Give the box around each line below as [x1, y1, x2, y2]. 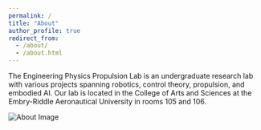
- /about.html [15, 49, 63, 57]
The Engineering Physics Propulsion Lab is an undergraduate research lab [8, 71, 254, 80]
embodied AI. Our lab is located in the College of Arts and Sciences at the [8, 88, 252, 97]
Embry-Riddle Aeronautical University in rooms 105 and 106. [8, 97, 207, 106]
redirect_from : [8, 34, 59, 43]
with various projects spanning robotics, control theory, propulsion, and [8, 79, 245, 89]
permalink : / [8, 11, 52, 20]
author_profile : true [8, 26, 81, 35]
